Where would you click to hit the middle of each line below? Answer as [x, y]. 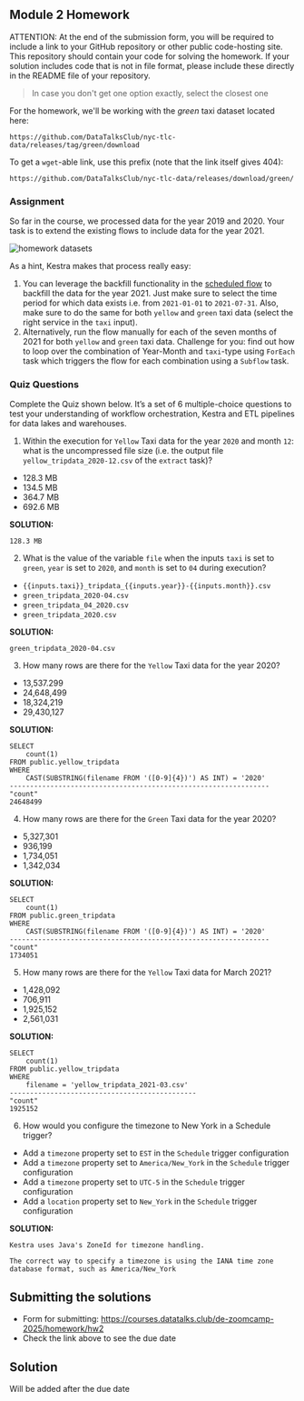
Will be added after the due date [69, 1389]
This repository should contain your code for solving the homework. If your [150, 56]
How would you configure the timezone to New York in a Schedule [147, 1126]
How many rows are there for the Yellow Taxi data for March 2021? [147, 973]
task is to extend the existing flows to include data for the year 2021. [137, 231]
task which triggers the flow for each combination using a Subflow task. [156, 361]
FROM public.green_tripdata [63, 916]
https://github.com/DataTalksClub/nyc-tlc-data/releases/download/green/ [152, 178]
